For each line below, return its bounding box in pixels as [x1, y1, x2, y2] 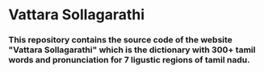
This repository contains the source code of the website [8, 34, 233, 46]
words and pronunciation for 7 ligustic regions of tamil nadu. [8, 55, 250, 66]
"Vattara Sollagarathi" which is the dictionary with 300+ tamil [8, 44, 256, 55]
